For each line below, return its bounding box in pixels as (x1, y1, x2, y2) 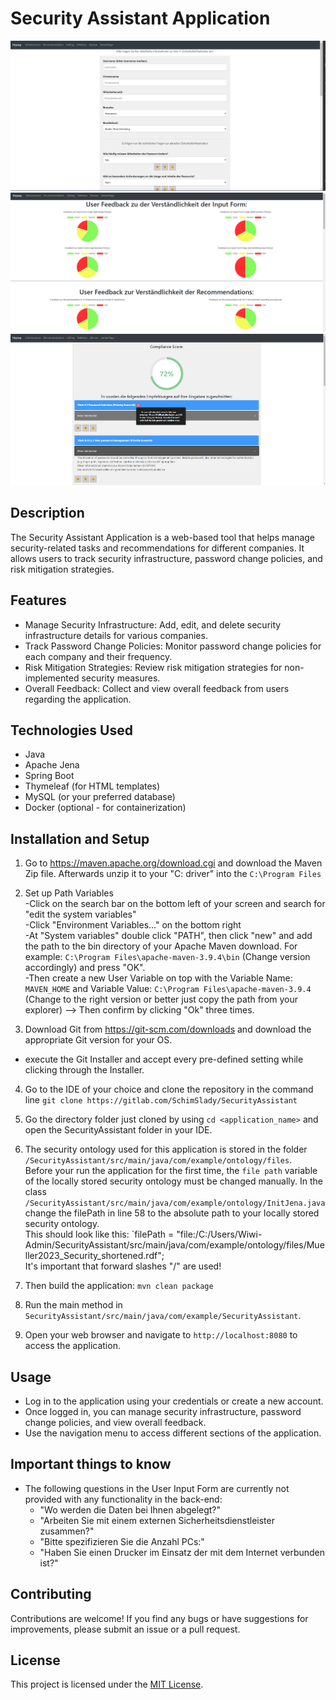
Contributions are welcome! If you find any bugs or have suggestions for (10, 1612, 309, 1624)
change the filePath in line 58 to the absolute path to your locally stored (24, 1207, 320, 1219)
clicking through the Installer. (24, 1064, 145, 1076)
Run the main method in (24, 1299, 123, 1311)
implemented (24, 672, 80, 684)
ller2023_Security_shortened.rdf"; (24, 1250, 165, 1262)
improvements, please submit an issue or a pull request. (10, 1623, 241, 1635)
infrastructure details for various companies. (24, 629, 208, 641)
